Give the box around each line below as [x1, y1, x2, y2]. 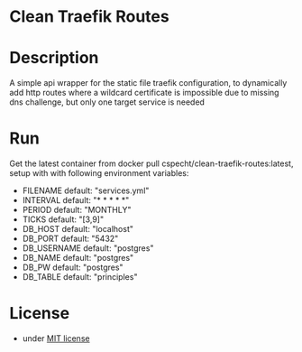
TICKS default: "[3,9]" [22, 214, 105, 225]
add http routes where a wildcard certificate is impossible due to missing [9, 88, 279, 98]
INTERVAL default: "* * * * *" [22, 195, 130, 206]
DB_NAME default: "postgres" [22, 253, 134, 264]
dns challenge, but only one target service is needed [9, 97, 206, 107]
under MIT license [22, 333, 90, 344]
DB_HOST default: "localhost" [22, 224, 133, 235]
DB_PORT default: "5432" [22, 233, 119, 245]
